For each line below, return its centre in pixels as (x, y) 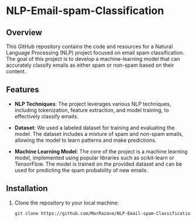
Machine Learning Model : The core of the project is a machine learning (101, 151)
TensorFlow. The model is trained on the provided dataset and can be (98, 164)
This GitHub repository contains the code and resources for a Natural (90, 46)
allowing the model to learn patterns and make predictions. (85, 140)
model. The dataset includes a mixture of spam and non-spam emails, (99, 134)
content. (16, 71)
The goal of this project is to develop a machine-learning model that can (93, 59)
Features (23, 90)
